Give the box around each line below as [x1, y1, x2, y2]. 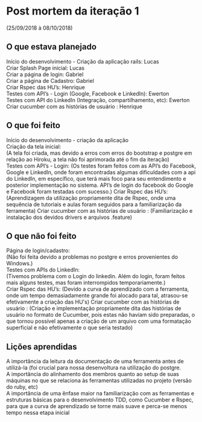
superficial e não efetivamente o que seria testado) [6, 324, 133, 331]
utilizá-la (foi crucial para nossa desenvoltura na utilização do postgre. [6, 364, 181, 371]
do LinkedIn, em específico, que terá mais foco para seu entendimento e [6, 175, 186, 182]
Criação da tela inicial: [6, 143, 62, 150]
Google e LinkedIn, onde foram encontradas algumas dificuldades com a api [6, 168, 196, 176]
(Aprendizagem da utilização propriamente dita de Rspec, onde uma [6, 194, 176, 201]
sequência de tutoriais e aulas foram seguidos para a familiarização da [6, 201, 182, 208]
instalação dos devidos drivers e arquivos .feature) [6, 213, 133, 221]
